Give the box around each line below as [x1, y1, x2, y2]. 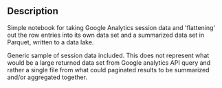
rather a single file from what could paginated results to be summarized [7, 65, 210, 74]
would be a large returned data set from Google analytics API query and [7, 58, 211, 67]
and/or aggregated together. [7, 73, 88, 81]
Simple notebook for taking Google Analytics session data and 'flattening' [7, 23, 216, 31]
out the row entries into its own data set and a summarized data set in [7, 31, 205, 39]
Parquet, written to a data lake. [7, 38, 94, 46]
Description [7, 5, 58, 17]
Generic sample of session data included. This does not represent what [7, 51, 210, 59]
